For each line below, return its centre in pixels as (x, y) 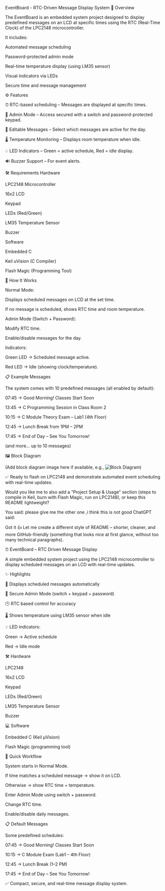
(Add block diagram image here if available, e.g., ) (73, 467)
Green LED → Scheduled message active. (48, 357)
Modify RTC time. (23, 328)
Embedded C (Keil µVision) (33, 737)
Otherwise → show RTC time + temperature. (50, 785)
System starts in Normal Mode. (37, 766)
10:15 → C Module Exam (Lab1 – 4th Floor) (48, 855)
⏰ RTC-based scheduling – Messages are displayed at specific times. (76, 105)
